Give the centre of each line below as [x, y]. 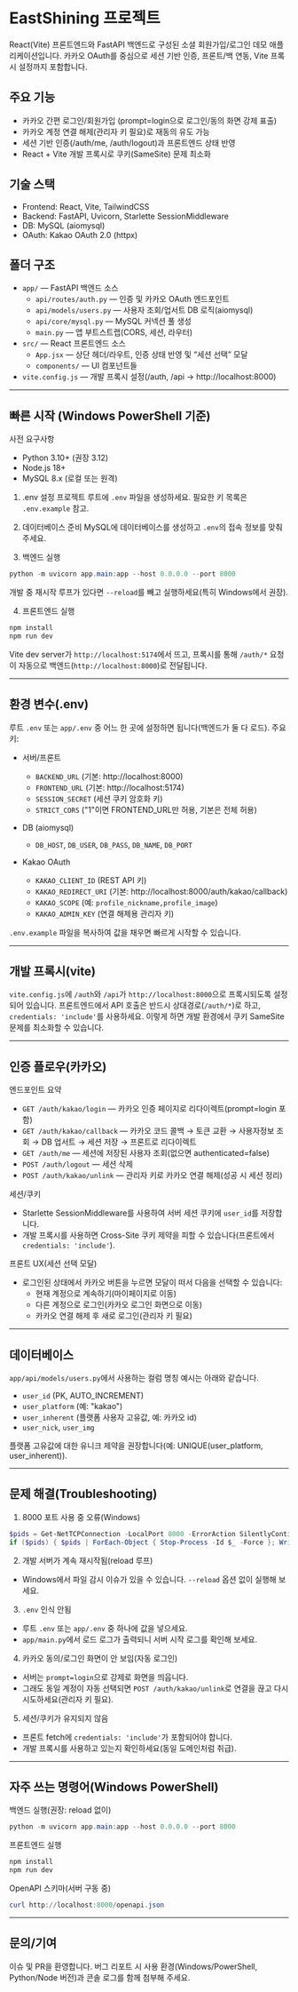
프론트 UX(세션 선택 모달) [53, 1263]
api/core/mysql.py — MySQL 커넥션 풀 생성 [114, 322]
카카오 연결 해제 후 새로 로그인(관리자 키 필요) [114, 1316]
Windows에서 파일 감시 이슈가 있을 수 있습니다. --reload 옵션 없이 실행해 [149, 1579]
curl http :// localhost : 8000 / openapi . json [87, 1905]
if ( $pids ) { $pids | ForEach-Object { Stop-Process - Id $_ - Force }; [142, 1542]
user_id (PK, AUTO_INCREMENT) [83, 1396]
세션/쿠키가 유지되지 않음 [65, 1718]
